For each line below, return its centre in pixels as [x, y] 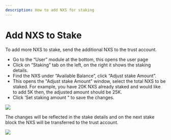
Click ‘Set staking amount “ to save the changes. [63, 97]
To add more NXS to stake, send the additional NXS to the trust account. [81, 50]
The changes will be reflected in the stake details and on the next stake [80, 117]
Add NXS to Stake [44, 35]
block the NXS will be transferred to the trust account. [62, 122]
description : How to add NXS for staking [50, 10]
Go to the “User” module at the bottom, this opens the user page [80, 59]
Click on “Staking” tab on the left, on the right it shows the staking [82, 65]
